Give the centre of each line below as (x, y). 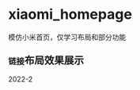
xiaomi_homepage (70, 14)
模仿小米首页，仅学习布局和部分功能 (67, 37)
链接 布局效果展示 (46, 61)
